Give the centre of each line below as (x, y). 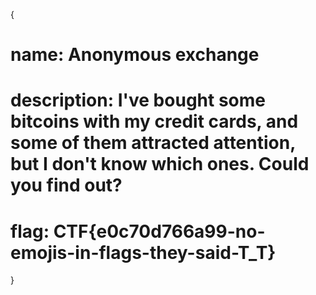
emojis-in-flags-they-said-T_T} (143, 252)
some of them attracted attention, (153, 143)
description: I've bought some (138, 100)
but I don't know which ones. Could (160, 164)
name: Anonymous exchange (135, 55)
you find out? (66, 185)
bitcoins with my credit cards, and (154, 121)
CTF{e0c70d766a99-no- (159, 231)
